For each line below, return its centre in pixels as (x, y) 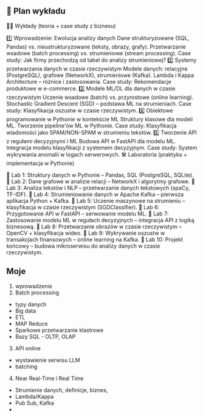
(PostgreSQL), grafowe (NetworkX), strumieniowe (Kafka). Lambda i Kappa (100, 75)
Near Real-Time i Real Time (49, 378)
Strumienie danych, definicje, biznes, (61, 390)
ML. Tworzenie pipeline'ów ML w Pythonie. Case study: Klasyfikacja (91, 126)
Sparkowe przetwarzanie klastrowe (59, 330)
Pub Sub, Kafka (35, 403)
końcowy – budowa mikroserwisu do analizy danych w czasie (83, 246)
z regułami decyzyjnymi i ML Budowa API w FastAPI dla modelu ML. (91, 141)
